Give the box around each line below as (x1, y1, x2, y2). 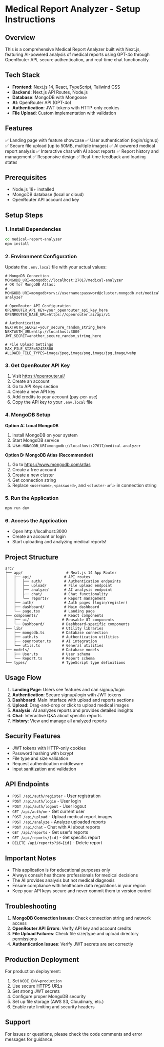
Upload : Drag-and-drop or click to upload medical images (12, 702, 129, 708)
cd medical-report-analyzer (5, 237, 62, 242)
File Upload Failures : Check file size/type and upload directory (12, 931, 139, 937)
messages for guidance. (5, 1036, 54, 1042)
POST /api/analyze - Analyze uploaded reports (12, 819, 106, 825)
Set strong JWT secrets (12, 988, 60, 994)
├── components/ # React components (5, 613, 104, 618)
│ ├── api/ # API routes (5, 575, 91, 580)
